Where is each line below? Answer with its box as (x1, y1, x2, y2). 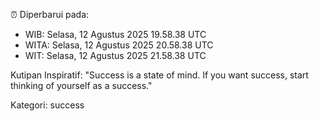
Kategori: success (10, 99, 85, 111)
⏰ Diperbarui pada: (10, 9, 90, 20)
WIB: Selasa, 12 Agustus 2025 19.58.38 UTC (24, 29, 207, 40)
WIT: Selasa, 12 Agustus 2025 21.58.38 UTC (24, 50, 207, 61)
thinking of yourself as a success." (10, 80, 153, 91)
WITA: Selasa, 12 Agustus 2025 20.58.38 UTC (24, 39, 214, 51)
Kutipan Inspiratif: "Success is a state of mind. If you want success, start (10, 69, 309, 81)
